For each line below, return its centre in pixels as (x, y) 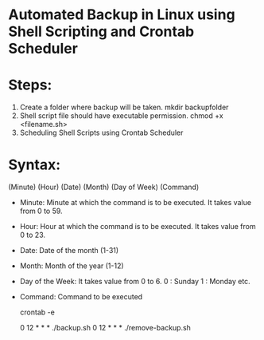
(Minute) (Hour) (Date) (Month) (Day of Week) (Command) (104, 187)
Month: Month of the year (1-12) (72, 266)
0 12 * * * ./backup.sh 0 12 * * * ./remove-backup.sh (105, 328)
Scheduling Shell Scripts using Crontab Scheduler (101, 132)
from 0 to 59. (41, 211)
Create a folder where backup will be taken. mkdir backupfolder (124, 107)
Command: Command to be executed (81, 297)
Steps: (30, 85)
